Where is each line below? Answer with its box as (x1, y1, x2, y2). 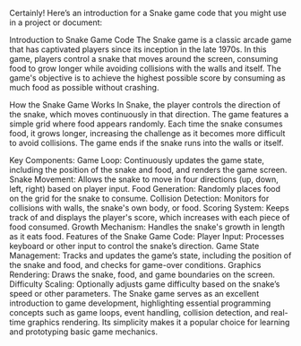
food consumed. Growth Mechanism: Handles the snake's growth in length (9, 221, 285, 232)
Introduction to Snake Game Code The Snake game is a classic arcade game (9, 35, 292, 45)
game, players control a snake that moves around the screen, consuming (9, 54, 279, 64)
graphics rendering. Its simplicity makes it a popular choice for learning (27, 317, 290, 327)
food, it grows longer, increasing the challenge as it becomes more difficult (9, 128, 286, 138)
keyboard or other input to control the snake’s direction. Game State (9, 241, 260, 251)
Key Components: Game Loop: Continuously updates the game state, (9, 155, 265, 165)
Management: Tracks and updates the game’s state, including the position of (9, 250, 292, 261)
